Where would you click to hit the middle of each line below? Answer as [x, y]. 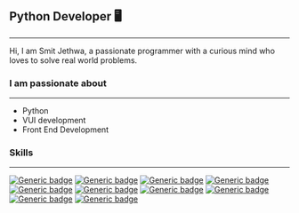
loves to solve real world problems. [73, 60]
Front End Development [65, 130]
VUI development [54, 121]
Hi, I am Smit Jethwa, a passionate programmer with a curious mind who [142, 51]
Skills [21, 153]
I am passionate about [58, 83]
